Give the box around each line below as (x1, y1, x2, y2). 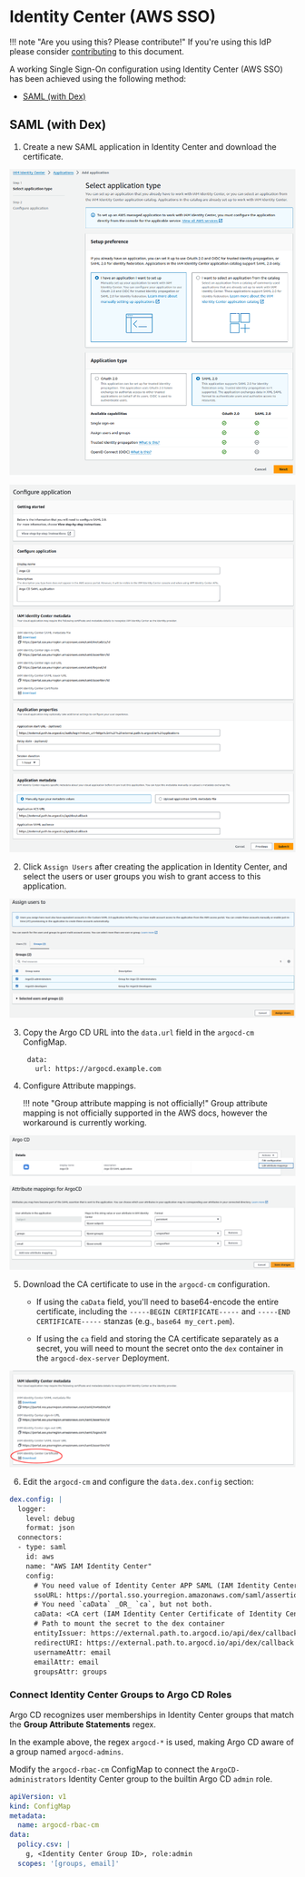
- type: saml (17, 1543, 67, 1552)
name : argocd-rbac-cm (17, 1821, 100, 1830)
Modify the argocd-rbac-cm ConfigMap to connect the (9, 1764, 210, 1774)
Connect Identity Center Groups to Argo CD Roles (9, 1688, 232, 1701)
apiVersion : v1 (9, 1792, 67, 1801)
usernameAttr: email (33, 1647, 112, 1657)
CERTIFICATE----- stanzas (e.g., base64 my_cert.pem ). (35, 1316, 235, 1327)
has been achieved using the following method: (9, 73, 187, 84)
